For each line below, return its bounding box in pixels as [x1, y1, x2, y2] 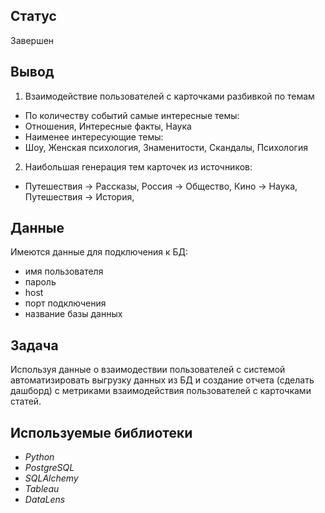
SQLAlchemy [24, 472, 79, 484]
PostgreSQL [24, 462, 75, 474]
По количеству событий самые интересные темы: [24, 109, 240, 121]
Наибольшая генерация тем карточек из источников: [24, 160, 253, 173]
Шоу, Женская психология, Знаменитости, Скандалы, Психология [24, 141, 308, 153]
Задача [10, 337, 59, 354]
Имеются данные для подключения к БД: [10, 246, 188, 258]
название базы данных [24, 308, 123, 320]
